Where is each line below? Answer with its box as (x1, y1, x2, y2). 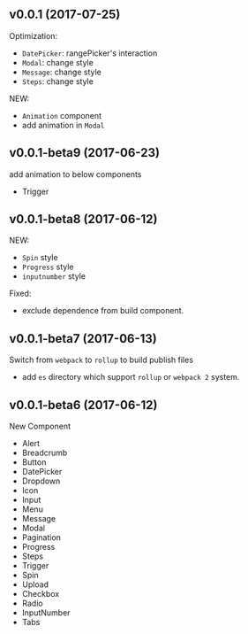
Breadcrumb (21, 447, 68, 459)
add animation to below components (9, 168, 142, 180)
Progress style (21, 261, 74, 273)
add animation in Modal (21, 120, 105, 130)
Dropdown (21, 475, 61, 486)
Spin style (21, 252, 59, 263)
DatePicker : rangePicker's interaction (21, 48, 158, 58)
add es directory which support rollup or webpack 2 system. (21, 372, 240, 383)
